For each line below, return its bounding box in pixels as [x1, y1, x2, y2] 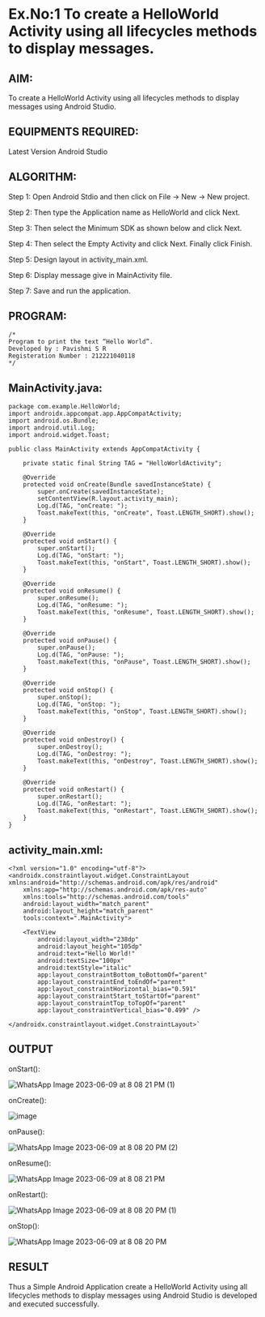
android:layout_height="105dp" [37, 943, 143, 951]
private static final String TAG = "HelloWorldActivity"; [23, 460, 222, 468]
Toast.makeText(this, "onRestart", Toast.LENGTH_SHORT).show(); [37, 807, 259, 815]
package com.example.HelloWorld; [8, 403, 121, 411]
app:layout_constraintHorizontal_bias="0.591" [37, 986, 197, 994]
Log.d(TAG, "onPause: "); [37, 651, 125, 659]
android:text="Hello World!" [37, 950, 136, 958]
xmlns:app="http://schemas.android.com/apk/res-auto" [23, 886, 208, 894]
